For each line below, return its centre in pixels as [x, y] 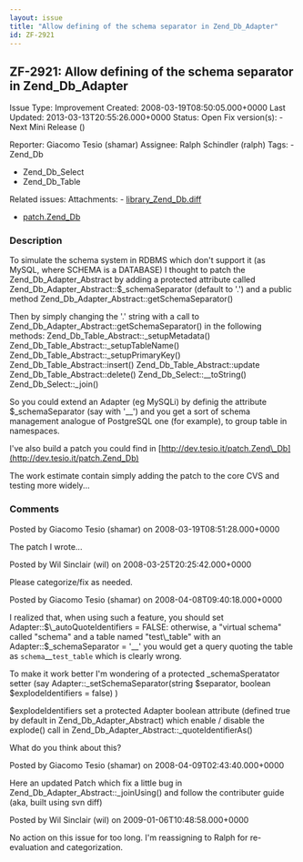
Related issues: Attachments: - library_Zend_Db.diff [106, 199]
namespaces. [35, 431]
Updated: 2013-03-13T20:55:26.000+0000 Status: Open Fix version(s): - [146, 117]
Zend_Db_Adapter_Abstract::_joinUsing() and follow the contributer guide [147, 792]
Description [36, 240]
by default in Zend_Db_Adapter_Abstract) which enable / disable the [137, 720]
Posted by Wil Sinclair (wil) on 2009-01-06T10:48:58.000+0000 [129, 819]
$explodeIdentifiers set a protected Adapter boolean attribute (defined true [150, 710]
